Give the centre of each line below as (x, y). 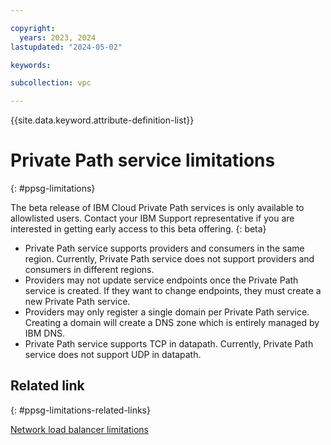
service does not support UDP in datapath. (113, 355)
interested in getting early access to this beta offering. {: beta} (138, 229)
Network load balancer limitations (79, 429)
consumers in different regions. (89, 270)
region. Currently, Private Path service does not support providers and (169, 259)
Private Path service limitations (143, 160)
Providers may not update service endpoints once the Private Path (161, 280)
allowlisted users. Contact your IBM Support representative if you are (152, 218)
